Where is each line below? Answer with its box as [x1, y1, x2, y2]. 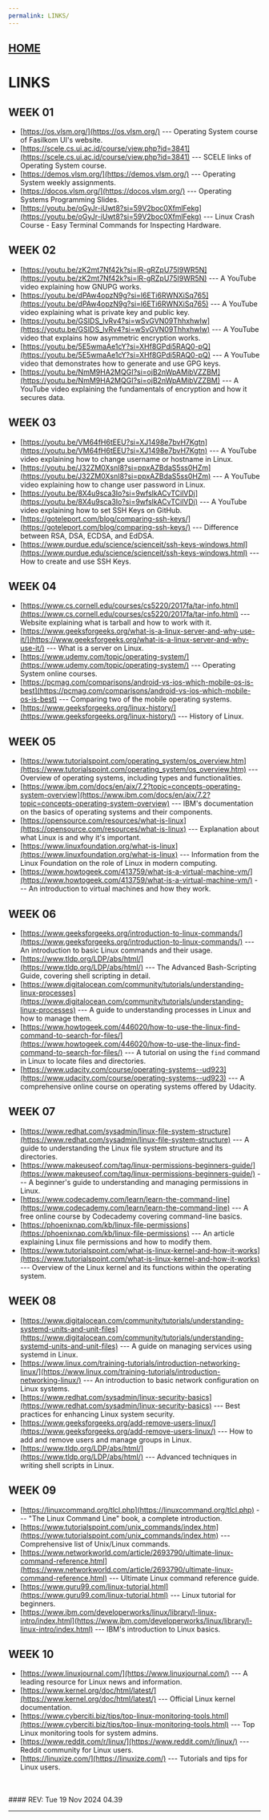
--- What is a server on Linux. [46, 643, 144, 653]
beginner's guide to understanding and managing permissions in [35, 1177, 248, 1187]
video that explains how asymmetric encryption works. [19, 333, 201, 342]
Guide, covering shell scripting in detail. [19, 971, 151, 981]
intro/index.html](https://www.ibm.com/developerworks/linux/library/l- [19, 1616, 253, 1625]
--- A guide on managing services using [119, 1341, 252, 1351]
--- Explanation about [187, 824, 259, 834]
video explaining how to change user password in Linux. [19, 479, 206, 489]
